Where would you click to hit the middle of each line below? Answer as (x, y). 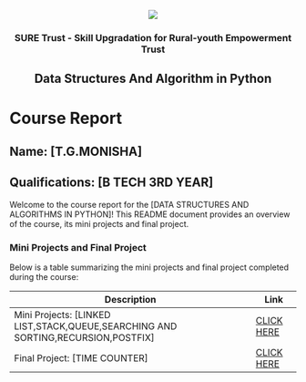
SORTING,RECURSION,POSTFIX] (84, 338)
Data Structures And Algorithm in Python (153, 79)
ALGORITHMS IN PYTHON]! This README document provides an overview (150, 214)
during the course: (44, 277)
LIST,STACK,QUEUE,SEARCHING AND (96, 326)
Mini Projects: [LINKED (62, 315)
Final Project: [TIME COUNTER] (81, 358)
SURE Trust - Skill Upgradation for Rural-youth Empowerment (153, 37)
